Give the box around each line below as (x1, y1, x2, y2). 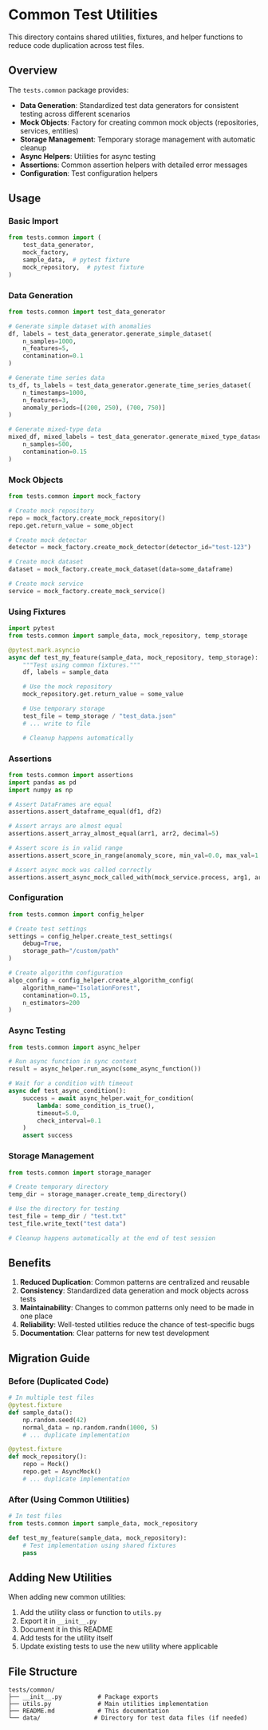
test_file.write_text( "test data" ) (8, 1219, 127, 1228)
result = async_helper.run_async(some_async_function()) (8, 1065, 202, 1073)
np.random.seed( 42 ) (22, 1416, 88, 1424)
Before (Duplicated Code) (8, 1375, 109, 1386)
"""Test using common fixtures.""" (22, 661, 141, 669)
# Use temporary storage (22, 705, 105, 713)
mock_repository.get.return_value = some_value (22, 690, 183, 699)
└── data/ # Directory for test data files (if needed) (8, 1714, 248, 1722)
